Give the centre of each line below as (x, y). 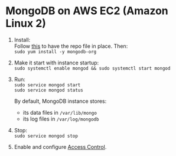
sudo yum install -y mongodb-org (55, 51)
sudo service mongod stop (46, 136)
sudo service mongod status (48, 90)
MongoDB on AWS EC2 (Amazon (87, 11)
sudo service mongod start (47, 85)
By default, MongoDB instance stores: (60, 101)
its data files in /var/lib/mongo (60, 112)
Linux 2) (26, 23)
